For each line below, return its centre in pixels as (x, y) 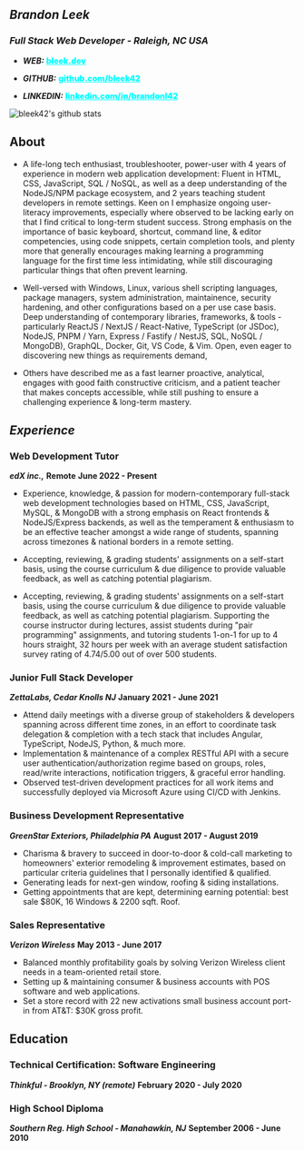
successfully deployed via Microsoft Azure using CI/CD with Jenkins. (152, 792)
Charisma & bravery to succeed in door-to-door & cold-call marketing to (157, 853)
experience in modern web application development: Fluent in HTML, (152, 173)
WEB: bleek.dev (54, 60)
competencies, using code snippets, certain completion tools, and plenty (158, 241)
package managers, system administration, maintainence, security (147, 297)
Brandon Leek (50, 15)
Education (39, 1039)
